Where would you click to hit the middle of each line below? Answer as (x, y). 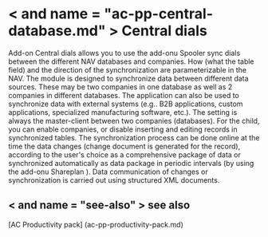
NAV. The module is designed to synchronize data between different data (128, 78)
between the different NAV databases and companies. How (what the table (131, 61)
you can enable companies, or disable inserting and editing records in (123, 129)
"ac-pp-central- (158, 14)
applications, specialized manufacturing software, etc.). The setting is (123, 112)
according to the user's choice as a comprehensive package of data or (125, 154)
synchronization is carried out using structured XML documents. (114, 180)
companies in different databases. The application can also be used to (124, 95)
